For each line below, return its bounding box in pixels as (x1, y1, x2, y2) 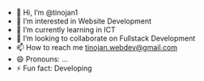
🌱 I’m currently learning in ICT (15, 25, 116, 34)
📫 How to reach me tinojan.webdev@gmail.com (15, 43, 178, 52)
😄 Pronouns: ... (15, 54, 69, 64)
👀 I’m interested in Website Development (15, 16, 152, 26)
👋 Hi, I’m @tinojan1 (15, 8, 79, 17)
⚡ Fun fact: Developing (15, 63, 92, 73)
